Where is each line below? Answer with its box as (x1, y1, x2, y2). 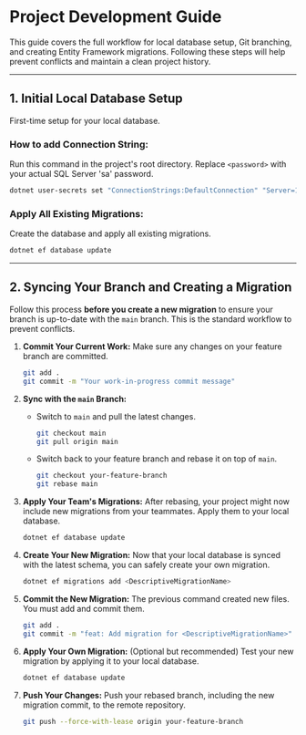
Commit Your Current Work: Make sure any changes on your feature (22, 340, 282, 352)
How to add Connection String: (9, 138, 148, 150)
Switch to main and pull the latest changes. (36, 410, 196, 421)
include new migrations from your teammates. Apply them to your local (22, 506, 290, 517)
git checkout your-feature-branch (36, 471, 168, 481)
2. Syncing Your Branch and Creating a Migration (9, 280, 292, 295)
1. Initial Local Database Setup (9, 91, 183, 107)
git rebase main (36, 480, 98, 489)
